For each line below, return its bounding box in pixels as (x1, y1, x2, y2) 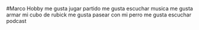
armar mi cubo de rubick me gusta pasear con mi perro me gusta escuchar (6, 11, 192, 18)
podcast (6, 18, 27, 24)
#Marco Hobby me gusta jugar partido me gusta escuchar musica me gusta (6, 5, 194, 12)
